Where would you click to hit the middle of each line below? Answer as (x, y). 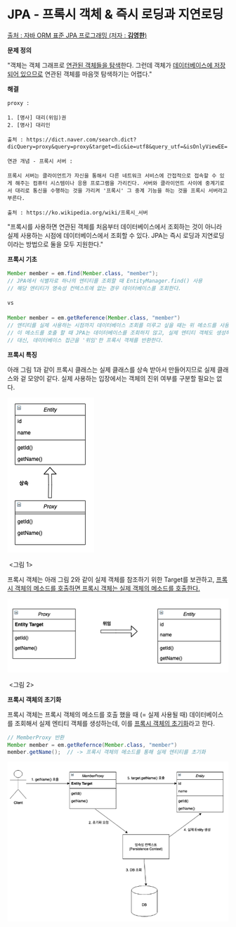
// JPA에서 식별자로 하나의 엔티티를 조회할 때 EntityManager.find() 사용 (105, 281)
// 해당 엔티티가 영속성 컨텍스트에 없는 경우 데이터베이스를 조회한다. (94, 288)
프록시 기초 (22, 259)
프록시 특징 (22, 354)
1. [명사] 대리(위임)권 (37, 118)
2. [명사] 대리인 (29, 125)
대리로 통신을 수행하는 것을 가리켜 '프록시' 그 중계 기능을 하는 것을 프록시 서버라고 (122, 191)
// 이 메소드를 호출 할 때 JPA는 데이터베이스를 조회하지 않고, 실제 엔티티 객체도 (110, 333)
